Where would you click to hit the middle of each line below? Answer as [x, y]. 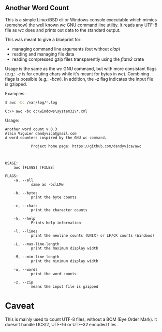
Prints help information [56, 223]
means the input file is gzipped [64, 286]
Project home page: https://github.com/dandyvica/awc [86, 146]
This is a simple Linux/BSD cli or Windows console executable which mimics [81, 19]
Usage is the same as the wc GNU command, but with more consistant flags [81, 69]
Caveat [20, 306]
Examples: [15, 93]
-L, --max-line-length [37, 244]
